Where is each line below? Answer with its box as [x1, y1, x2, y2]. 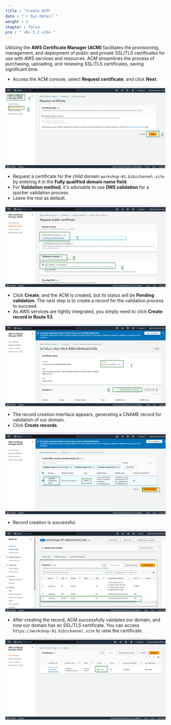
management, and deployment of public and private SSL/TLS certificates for [5, 50, 165, 56]
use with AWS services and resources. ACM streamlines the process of [5, 55, 155, 61]
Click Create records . [12, 422, 59, 428]
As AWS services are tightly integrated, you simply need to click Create [12, 308, 163, 314]
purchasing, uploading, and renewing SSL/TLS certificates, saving [5, 61, 144, 67]
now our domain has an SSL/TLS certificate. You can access [12, 622, 140, 628]
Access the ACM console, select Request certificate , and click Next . [12, 76, 158, 82]
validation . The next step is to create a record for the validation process [12, 298, 164, 304]
